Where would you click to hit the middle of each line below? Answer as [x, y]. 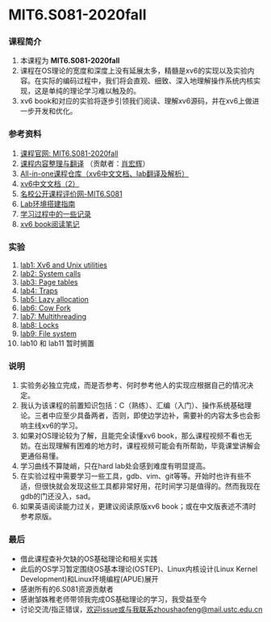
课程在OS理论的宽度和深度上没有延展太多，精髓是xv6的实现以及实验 [133, 71]
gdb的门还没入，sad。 [57, 496]
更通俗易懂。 [41, 456]
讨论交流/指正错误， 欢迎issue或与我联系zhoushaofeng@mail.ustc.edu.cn [141, 609]
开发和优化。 [56, 111]
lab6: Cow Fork [45, 308]
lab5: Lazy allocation [54, 300]
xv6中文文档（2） [50, 183]
